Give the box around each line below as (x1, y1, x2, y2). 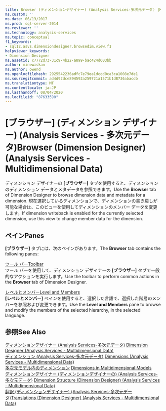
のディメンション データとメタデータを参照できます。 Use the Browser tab (5, 186, 157, 193)
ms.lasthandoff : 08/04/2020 (5, 90, 63, 95)
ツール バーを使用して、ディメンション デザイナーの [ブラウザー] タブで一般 (5, 267, 160, 273)
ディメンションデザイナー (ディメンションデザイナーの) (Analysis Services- (5, 371, 158, 377)
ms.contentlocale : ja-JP (5, 85, 56, 90)
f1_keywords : (5, 40, 32, 44)
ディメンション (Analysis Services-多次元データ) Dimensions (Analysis (5, 353, 149, 359)
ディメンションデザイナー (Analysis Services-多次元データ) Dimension (5, 342, 148, 348)
